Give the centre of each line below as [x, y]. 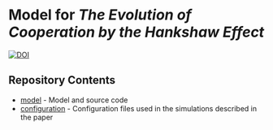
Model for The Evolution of [100, 15]
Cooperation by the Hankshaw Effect [136, 32]
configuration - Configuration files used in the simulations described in [139, 108]
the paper [37, 117]
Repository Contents [62, 80]
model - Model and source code [74, 100]
